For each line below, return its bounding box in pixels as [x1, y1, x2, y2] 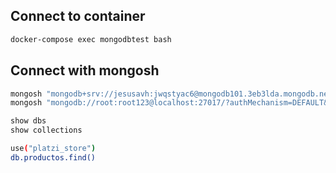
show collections [10, 125, 83, 136]
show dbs [10, 116, 47, 126]
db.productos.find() [10, 152, 97, 163]
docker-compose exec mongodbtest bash [10, 34, 172, 44]
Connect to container [10, 8, 146, 25]
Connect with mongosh [10, 62, 160, 79]
